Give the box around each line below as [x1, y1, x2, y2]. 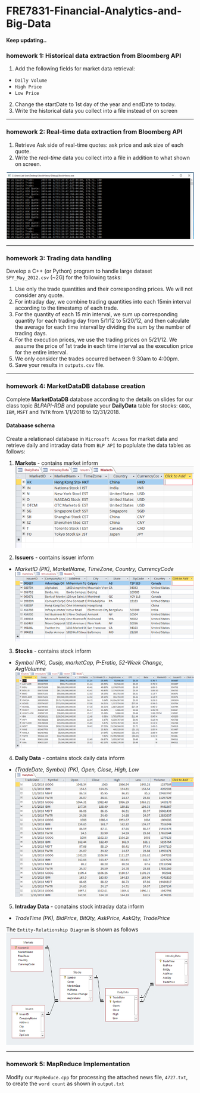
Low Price [14, 91, 40, 97]
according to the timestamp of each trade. [14, 304, 119, 311]
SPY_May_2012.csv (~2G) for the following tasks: [6, 274, 122, 281]
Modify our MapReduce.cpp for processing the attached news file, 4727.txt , [6, 1073, 188, 1080]
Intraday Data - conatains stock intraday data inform [14, 903, 145, 910]
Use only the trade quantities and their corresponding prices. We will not [14, 285, 193, 293]
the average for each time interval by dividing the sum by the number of [14, 323, 192, 331]
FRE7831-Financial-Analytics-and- [6, 4, 182, 18]
